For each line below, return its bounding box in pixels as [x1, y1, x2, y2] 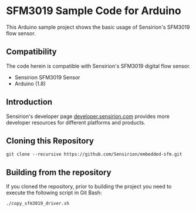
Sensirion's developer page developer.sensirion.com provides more [6, 113, 170, 120]
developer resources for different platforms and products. [6, 119, 146, 126]
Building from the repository [6, 167, 111, 177]
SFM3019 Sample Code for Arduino [6, 4, 181, 18]
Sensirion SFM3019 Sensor [14, 73, 80, 80]
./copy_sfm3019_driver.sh [6, 201, 69, 207]
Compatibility [6, 47, 57, 57]
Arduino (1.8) [14, 80, 46, 87]
